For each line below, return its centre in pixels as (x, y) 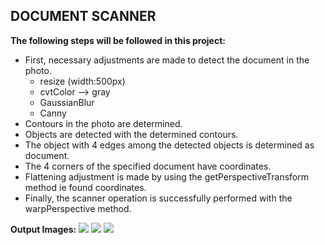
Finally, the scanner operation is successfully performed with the (158, 198)
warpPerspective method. (78, 208)
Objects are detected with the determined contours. (131, 134)
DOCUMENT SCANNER (83, 16)
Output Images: (43, 229)
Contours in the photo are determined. (103, 123)
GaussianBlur (67, 102)
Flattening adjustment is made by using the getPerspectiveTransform (167, 176)
